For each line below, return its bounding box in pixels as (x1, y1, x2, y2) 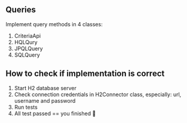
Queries (5, 5, 36, 15)
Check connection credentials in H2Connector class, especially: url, (14, 91, 182, 98)
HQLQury (14, 38, 38, 45)
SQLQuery (14, 51, 40, 59)
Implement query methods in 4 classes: (5, 20, 103, 27)
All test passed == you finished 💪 (14, 110, 96, 117)
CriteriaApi (14, 32, 41, 39)
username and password (14, 97, 76, 104)
